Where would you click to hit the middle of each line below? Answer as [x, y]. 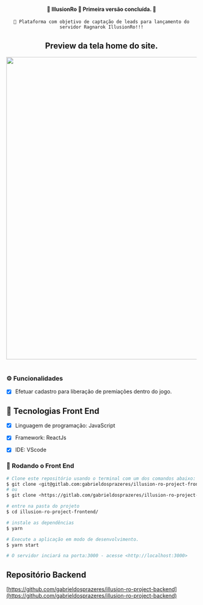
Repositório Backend [46, 574]
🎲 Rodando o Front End [40, 466]
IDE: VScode [31, 450]
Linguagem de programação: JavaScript [65, 426]
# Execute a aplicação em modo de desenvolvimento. [72, 539]
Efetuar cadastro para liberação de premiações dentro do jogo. [93, 391]
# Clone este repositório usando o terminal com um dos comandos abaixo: [101, 479]
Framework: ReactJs [40, 438]
